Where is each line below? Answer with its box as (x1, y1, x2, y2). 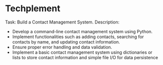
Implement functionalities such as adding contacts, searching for (12, 34, 144, 40)
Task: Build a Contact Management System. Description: (5, 19, 120, 25)
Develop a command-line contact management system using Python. (12, 28, 153, 34)
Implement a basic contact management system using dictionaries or (12, 49, 153, 55)
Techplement (5, 3, 61, 14)
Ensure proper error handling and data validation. (12, 44, 112, 50)
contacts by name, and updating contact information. (12, 39, 120, 44)
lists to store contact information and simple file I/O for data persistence (12, 54, 159, 60)
